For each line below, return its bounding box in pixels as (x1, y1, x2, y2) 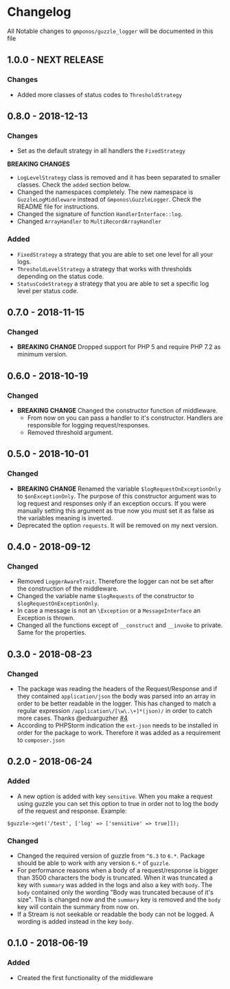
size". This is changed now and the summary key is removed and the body (16, 895, 221, 904)
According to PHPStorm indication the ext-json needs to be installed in (16, 721, 218, 730)
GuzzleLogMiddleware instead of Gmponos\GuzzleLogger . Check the (16, 195, 201, 204)
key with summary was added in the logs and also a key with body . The (16, 881, 213, 889)
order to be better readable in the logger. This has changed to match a (16, 699, 216, 708)
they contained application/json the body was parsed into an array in (16, 692, 216, 701)
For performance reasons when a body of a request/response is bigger (16, 866, 218, 875)
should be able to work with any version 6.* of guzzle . (16, 859, 170, 867)
